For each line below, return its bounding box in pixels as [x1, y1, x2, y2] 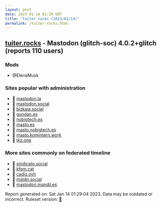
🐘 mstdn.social [12, 176, 42, 182]
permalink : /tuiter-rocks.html [5, 21, 69, 26]
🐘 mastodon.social [12, 101, 50, 107]
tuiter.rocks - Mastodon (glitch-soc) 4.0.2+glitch [5, 39, 157, 47]
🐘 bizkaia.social [12, 106, 44, 112]
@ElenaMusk [12, 72, 39, 78]
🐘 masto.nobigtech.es [12, 127, 56, 133]
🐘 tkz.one [12, 138, 32, 143]
